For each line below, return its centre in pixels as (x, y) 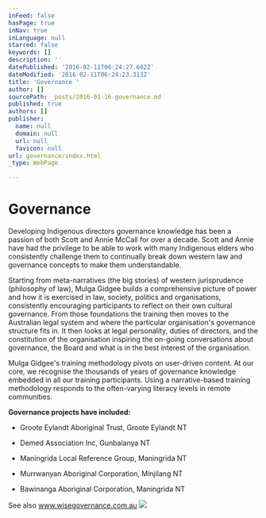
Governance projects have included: (69, 412)
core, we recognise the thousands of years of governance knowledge (122, 372)
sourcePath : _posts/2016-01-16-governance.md (85, 97)
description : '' (35, 60)
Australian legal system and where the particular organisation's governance (132, 323)
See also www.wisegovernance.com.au (73, 505)
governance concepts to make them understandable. (95, 265)
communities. (31, 397)
